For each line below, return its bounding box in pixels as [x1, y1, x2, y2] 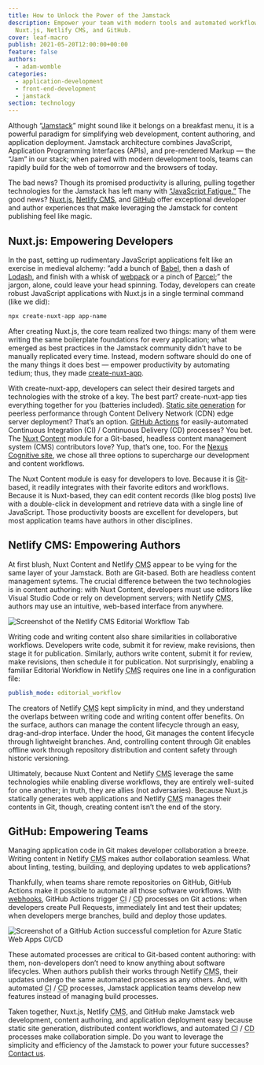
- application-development [15, 77, 104, 85]
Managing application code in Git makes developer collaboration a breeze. [8, 845, 249, 855]
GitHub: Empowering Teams [8, 824, 148, 838]
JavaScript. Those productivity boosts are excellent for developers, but [8, 507, 238, 516]
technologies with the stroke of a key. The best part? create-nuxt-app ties [8, 391, 247, 401]
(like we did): [8, 297, 50, 306]
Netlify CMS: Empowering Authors [8, 538, 181, 552]
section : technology [8, 99, 76, 107]
